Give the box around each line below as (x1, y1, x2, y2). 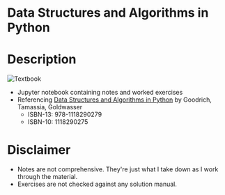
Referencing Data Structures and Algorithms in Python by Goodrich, (17, 95, 212, 104)
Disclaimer (7, 142, 71, 158)
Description (7, 52, 77, 68)
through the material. (17, 173, 78, 181)
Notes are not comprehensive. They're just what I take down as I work (17, 165, 219, 173)
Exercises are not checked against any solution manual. (17, 180, 178, 189)
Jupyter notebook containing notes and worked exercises (17, 88, 183, 97)
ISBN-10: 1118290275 (27, 118, 88, 126)
